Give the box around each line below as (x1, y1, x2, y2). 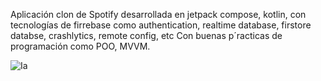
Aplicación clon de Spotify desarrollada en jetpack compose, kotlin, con (10, 9, 307, 20)
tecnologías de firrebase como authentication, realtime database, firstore (10, 19, 312, 31)
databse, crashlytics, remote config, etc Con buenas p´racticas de (10, 30, 283, 41)
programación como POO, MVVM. (10, 40, 151, 52)
